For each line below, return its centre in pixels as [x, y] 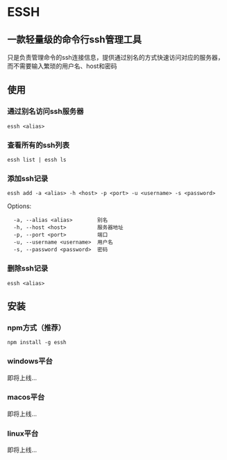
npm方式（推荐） [36, 327]
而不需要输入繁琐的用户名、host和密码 [62, 66]
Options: [19, 206]
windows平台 [30, 361]
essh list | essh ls [37, 160]
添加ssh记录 [28, 178]
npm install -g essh [37, 343]
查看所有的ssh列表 [39, 145]
